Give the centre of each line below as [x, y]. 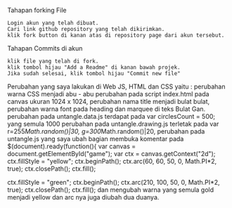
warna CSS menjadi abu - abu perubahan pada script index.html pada [108, 94]
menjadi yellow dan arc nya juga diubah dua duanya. [83, 197]
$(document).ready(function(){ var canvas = [72, 146]
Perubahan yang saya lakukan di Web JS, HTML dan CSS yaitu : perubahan [116, 86]
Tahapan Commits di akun [45, 48]
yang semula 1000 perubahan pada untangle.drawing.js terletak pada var [113, 124]
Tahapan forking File [37, 10]
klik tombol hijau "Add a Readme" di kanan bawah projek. [94, 67]
